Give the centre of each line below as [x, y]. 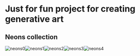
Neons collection [31, 37]
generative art [34, 19]
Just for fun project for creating [70, 9]
